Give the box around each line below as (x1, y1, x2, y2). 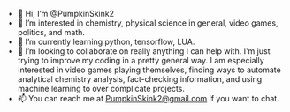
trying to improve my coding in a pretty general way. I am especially (17, 56, 265, 65)
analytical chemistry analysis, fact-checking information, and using (17, 74, 263, 84)
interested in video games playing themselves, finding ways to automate (17, 64, 281, 75)
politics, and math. (17, 27, 86, 37)
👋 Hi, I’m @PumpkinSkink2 (17, 9, 115, 19)
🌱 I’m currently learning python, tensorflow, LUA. (17, 36, 195, 47)
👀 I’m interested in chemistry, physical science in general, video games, (17, 18, 279, 28)
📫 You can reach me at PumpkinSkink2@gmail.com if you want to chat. (17, 93, 280, 103)
